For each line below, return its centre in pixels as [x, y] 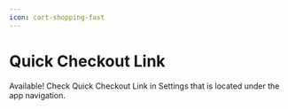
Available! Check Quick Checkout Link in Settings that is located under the [144, 86]
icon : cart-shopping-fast [57, 17]
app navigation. [38, 95]
